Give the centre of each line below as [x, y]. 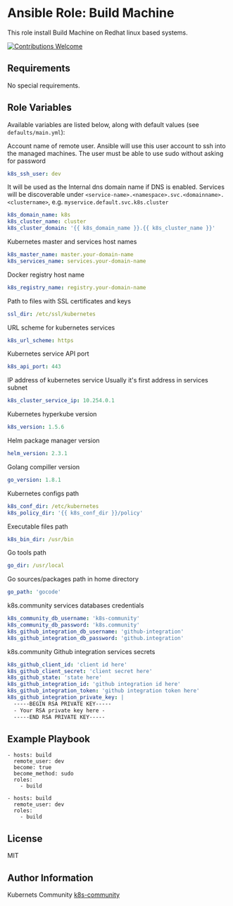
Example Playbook [49, 739]
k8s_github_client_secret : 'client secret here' [80, 671]
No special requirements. [44, 85]
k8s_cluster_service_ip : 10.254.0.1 [61, 401]
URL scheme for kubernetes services [61, 327]
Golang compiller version [44, 466]
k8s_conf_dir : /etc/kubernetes [53, 506]
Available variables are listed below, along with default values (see [103, 124]
